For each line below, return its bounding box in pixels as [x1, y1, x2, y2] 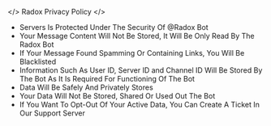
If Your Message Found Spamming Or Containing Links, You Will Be [19, 48, 245, 57]
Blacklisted [19, 57, 57, 66]
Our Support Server [19, 108, 86, 118]
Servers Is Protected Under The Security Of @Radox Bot [19, 23, 209, 31]
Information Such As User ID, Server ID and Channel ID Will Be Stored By [19, 65, 263, 75]
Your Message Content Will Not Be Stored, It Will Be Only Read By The [19, 31, 255, 40]
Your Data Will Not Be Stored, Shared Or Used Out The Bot [19, 91, 216, 100]
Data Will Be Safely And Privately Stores [19, 82, 153, 92]
